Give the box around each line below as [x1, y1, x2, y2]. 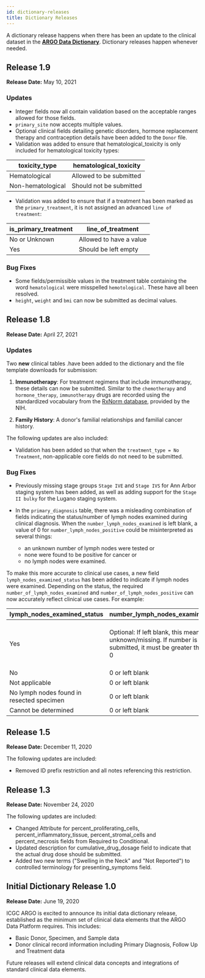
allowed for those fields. [15, 114, 76, 121]
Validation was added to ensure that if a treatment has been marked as [15, 197, 193, 204]
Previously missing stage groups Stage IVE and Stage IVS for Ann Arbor [15, 482, 196, 490]
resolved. [15, 290, 39, 297]
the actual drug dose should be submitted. [15, 850, 122, 857]
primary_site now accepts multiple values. [15, 121, 123, 128]
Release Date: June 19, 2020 [6, 897, 79, 905]
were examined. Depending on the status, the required [6, 583, 143, 590]
